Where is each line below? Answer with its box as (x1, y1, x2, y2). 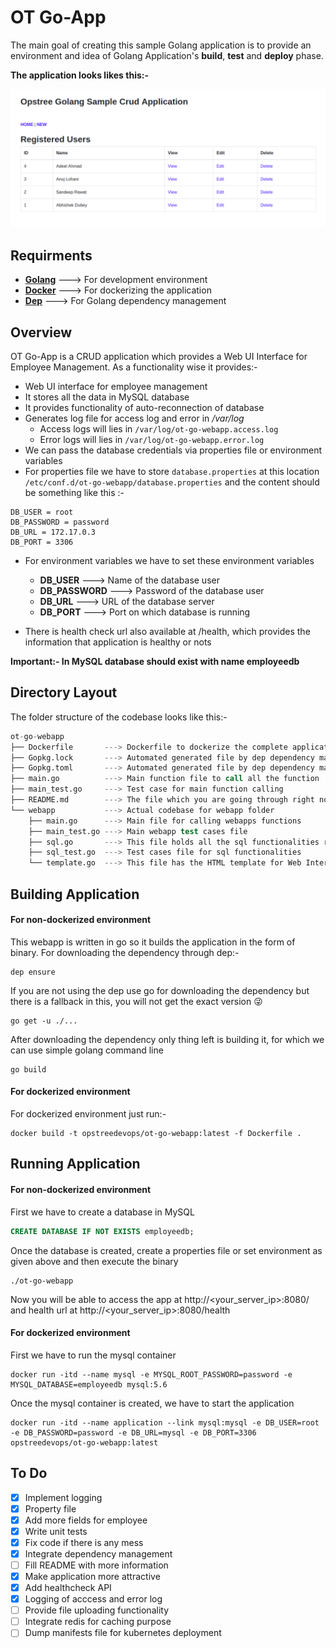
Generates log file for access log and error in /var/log (24, 412, 245, 425)
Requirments (10, 247, 93, 264)
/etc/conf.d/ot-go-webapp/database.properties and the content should (24, 476, 320, 488)
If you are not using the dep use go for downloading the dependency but (10, 984, 310, 996)
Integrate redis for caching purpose (24, 1616, 172, 1628)
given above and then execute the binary (10, 1255, 179, 1267)
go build (10, 1064, 47, 1075)
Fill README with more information (24, 1559, 169, 1571)
